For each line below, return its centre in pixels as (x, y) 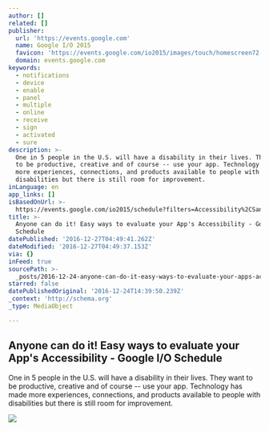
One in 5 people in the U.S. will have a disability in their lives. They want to (131, 377)
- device (30, 83)
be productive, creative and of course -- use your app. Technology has (125, 386)
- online (30, 113)
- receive (32, 120)
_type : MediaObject (41, 306)
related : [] (28, 23)
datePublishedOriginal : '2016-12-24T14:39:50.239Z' (96, 292)
